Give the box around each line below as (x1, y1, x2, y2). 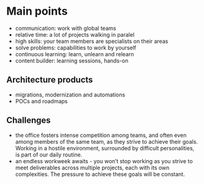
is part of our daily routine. (15, 151, 83, 158)
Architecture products (6, 75, 93, 85)
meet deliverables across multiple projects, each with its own (15, 164, 170, 171)
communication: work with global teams (15, 24, 116, 32)
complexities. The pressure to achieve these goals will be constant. (15, 170, 185, 178)
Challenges (6, 115, 51, 126)
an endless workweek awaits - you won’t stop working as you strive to (15, 157, 193, 164)
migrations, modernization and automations (15, 90, 126, 98)
